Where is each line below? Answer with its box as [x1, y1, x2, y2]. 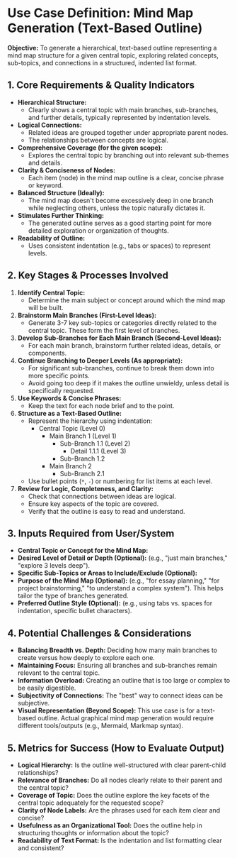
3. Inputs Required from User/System [7, 527, 175, 539]
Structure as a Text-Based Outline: [17, 409, 122, 417]
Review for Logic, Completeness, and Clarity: [17, 484, 154, 493]
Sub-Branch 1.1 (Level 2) [59, 439, 131, 448]
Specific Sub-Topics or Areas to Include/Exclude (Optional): [17, 569, 198, 578]
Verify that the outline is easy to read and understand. [28, 507, 185, 515]
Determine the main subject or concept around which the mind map [28, 296, 226, 304]
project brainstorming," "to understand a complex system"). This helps [17, 584, 224, 593]
